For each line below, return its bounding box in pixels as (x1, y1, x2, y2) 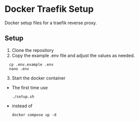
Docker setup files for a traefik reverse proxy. (4, 20, 97, 26)
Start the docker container (11, 75, 66, 81)
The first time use (11, 84, 48, 90)
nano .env (9, 66, 29, 71)
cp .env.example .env (9, 62, 54, 67)
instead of (11, 103, 33, 109)
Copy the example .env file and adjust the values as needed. (11, 52, 135, 58)
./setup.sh (11, 94, 35, 99)
